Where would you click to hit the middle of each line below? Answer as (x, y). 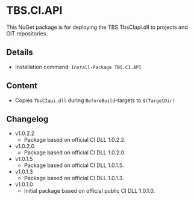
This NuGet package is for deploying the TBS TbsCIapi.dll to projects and (97, 27)
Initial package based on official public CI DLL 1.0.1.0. (89, 191)
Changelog (27, 119)
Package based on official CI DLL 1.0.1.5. (74, 165)
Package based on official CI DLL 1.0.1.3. (74, 178)
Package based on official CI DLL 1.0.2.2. (75, 140)
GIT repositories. (27, 33)
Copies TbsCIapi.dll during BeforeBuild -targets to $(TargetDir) (95, 100)
